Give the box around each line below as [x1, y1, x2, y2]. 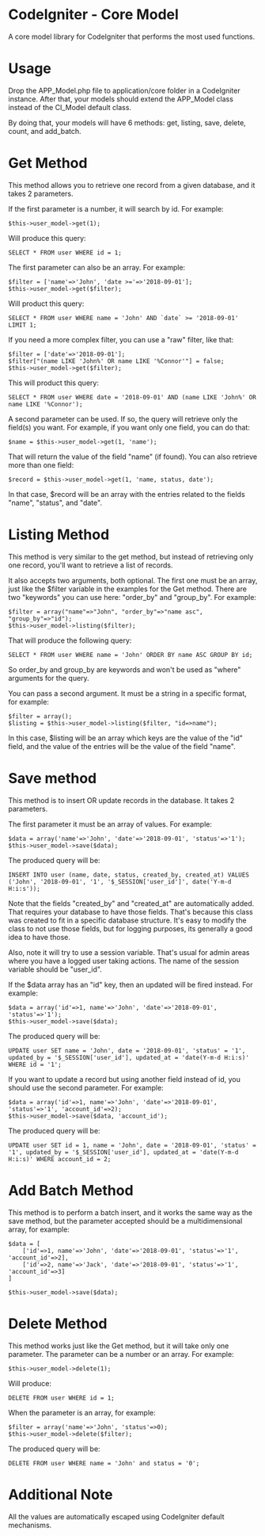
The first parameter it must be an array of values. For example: [8, 819, 212, 829]
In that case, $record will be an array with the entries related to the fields [8, 489, 245, 499]
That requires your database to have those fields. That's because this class [8, 907, 253, 916]
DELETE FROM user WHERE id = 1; [8, 1393, 115, 1402]
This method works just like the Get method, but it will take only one [8, 1341, 229, 1351]
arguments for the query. [8, 673, 89, 682]
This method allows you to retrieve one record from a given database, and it [8, 180, 256, 189]
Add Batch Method [8, 1181, 134, 1199]
